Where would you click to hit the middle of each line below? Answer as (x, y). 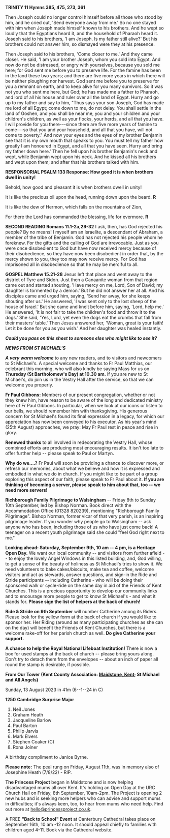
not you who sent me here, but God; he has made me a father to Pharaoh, (82, 92)
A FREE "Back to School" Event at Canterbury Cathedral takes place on (80, 819)
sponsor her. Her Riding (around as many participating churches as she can (84, 622)
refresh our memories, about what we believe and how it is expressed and (83, 468)
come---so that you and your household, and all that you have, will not (79, 130)
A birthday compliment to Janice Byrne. (47, 757)
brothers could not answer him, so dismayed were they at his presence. (80, 44)
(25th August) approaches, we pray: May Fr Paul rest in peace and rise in (82, 427)
